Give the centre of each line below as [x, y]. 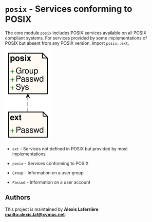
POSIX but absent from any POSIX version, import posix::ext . [67, 43]
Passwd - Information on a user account [51, 182]
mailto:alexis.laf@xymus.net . [36, 214]
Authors [18, 197]
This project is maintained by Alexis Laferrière [52, 209]
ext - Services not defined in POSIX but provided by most [70, 148]
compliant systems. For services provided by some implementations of [76, 38]
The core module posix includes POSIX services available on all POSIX [76, 33]
